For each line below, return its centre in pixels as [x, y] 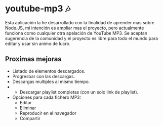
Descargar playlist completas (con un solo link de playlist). [79, 92]
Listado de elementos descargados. [49, 71]
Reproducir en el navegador [48, 113]
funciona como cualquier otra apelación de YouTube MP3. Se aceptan [76, 33]
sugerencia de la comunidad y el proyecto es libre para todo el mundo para [81, 38]
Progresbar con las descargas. [43, 76]
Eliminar [28, 108]
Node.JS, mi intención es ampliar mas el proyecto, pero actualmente [75, 28]
